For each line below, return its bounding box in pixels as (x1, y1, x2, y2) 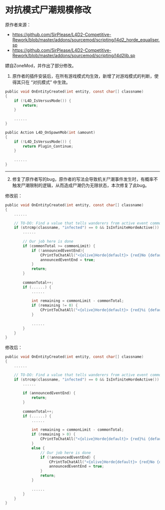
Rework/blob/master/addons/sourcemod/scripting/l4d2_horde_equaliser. (12, 36, 160, 42)
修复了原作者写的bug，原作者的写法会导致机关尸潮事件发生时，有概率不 (12, 176, 158, 182)
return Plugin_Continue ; (23, 144, 74, 149)
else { (31, 446, 45, 450)
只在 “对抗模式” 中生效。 (21, 79, 71, 85)
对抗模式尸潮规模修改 (5, 4, 92, 16)
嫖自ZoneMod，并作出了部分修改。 (5, 63, 77, 68)
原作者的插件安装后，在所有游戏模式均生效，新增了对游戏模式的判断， (12, 73, 155, 79)
